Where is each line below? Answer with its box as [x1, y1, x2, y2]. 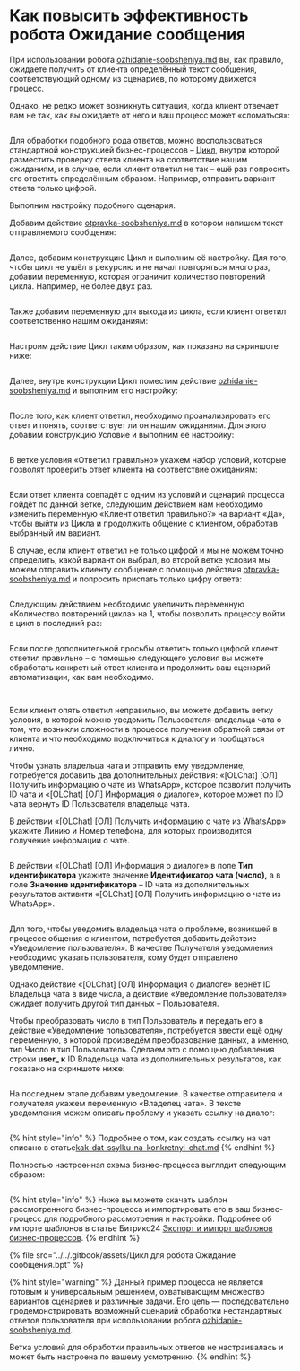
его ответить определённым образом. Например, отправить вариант [9, 172, 276, 184]
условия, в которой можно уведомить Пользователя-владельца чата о [9, 714, 282, 725]
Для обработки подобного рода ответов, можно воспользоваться [9, 135, 263, 145]
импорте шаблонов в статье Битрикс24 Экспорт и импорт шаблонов [9, 1222, 273, 1234]
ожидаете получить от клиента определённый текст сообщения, [9, 64, 257, 74]
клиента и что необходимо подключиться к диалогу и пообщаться [9, 733, 265, 744]
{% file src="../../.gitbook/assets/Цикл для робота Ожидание [9, 1249, 236, 1261]
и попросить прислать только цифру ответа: [72, 573, 243, 584]
